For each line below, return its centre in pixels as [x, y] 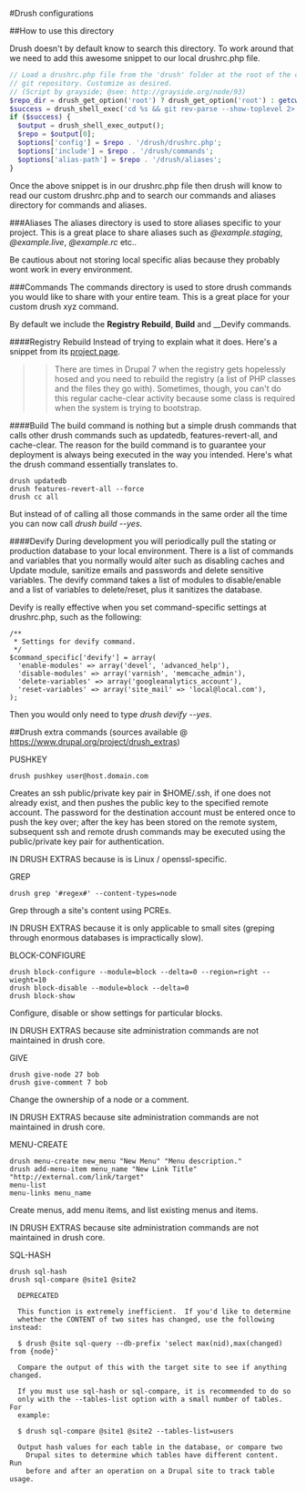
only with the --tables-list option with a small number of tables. [150, 1399]
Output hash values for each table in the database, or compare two [150, 1447]
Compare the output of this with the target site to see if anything [152, 1367]
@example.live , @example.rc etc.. [73, 242]
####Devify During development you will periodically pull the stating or [143, 541]
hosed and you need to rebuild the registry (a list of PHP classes [175, 378]
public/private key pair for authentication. [87, 841]
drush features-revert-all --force [77, 489]
